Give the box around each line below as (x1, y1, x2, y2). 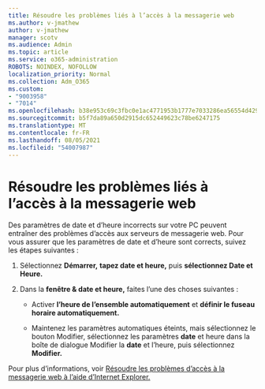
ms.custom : (8, 84, 44, 93)
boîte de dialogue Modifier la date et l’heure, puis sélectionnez (31, 340, 235, 350)
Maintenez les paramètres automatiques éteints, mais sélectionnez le (31, 324, 256, 333)
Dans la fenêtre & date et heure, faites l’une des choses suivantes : (19, 285, 239, 294)
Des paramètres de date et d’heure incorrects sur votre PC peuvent (8, 220, 227, 230)
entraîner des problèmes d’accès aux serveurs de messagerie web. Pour (8, 229, 244, 238)
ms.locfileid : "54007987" (8, 144, 93, 151)
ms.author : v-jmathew (8, 19, 80, 27)
